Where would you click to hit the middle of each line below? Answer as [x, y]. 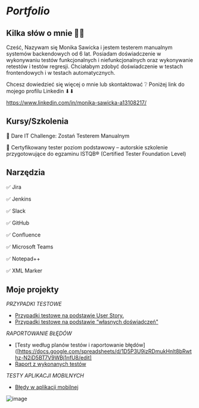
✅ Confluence [24, 235]
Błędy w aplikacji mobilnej [46, 387]
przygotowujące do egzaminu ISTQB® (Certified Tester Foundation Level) [96, 154]
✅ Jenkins [19, 199]
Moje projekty [32, 290]
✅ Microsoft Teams [30, 247]
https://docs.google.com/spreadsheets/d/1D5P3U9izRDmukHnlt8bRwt [105, 351]
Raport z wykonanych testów [50, 364]
